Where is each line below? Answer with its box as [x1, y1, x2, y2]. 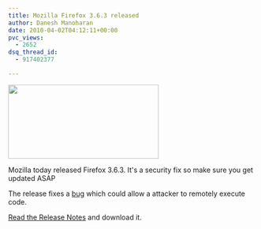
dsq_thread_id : [8, 48, 58, 56]
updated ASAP [8, 173, 56, 182]
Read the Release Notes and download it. [8, 212, 142, 222]
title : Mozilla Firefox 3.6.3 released [8, 11, 140, 20]
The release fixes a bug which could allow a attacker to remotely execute [8, 189, 246, 198]
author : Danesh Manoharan [8, 19, 93, 27]
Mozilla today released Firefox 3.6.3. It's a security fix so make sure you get [8, 165, 254, 175]
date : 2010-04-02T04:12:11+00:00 [8, 26, 118, 34]
